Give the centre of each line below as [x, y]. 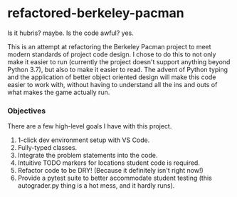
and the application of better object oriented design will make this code [112, 77]
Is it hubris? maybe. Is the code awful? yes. [70, 33]
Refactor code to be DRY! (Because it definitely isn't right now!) [111, 171]
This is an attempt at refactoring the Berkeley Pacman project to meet [109, 46]
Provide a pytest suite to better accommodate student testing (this [115, 178]
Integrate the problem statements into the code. [88, 156]
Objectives [27, 111]
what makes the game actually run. [59, 92]
